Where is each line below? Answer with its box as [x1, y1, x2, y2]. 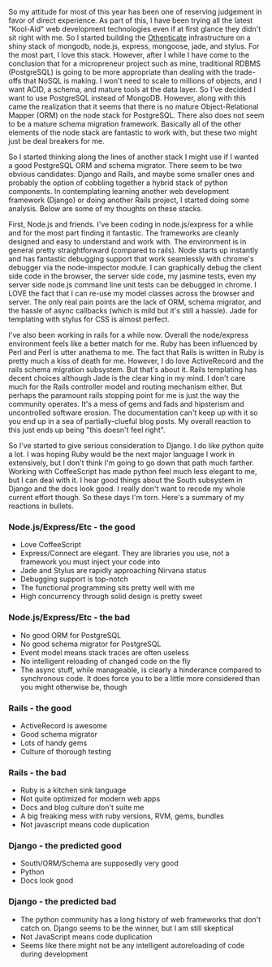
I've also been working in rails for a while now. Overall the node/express [8, 330, 249, 339]
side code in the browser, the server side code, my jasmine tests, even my [8, 271, 257, 281]
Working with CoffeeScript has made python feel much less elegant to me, [8, 467, 257, 476]
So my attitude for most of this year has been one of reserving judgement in [8, 7, 262, 16]
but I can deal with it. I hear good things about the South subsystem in [8, 475, 243, 485]
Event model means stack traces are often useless [19, 647, 189, 657]
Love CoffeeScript [19, 540, 81, 550]
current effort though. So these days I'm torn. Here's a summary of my [8, 493, 244, 502]
